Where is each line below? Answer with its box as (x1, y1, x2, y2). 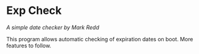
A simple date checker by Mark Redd (6, 24, 99, 31)
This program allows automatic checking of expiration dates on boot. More (6, 35, 194, 42)
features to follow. (6, 42, 52, 49)
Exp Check (6, 4, 62, 18)
